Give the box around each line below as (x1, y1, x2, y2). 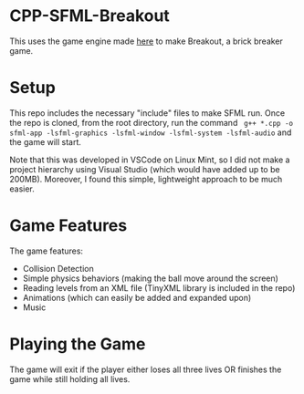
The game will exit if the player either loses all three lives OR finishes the (9, 364, 282, 375)
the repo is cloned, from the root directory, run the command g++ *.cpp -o (9, 117, 294, 128)
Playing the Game (9, 334, 146, 354)
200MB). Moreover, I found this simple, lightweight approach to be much (9, 173, 283, 184)
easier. (9, 183, 35, 194)
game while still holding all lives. (9, 373, 131, 384)
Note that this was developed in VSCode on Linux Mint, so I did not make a (9, 154, 290, 165)
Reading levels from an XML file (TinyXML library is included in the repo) (22, 282, 296, 293)
